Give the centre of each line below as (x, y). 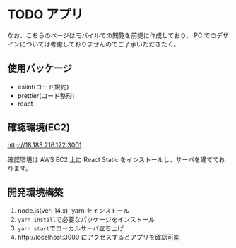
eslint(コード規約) (43, 87)
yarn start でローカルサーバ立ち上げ (71, 228)
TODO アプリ (45, 14)
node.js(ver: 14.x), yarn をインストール (73, 211)
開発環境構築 (35, 192)
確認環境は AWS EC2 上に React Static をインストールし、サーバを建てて (113, 159)
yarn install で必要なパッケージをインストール (86, 220)
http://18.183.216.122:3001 (45, 144)
